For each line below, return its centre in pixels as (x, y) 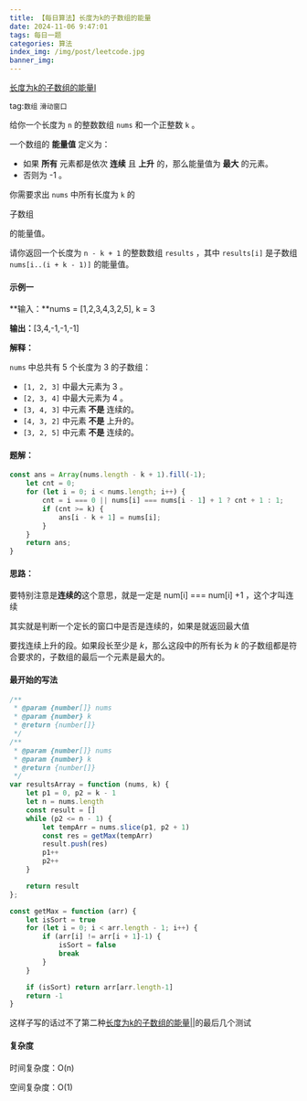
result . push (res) (75, 844)
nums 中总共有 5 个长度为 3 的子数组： (80, 368)
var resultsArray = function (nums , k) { (90, 785)
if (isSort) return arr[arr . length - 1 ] (100, 987)
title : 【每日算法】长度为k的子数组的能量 (80, 18)
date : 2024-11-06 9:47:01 (58, 27)
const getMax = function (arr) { (73, 911)
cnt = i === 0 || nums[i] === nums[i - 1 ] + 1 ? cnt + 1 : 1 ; (163, 501)
